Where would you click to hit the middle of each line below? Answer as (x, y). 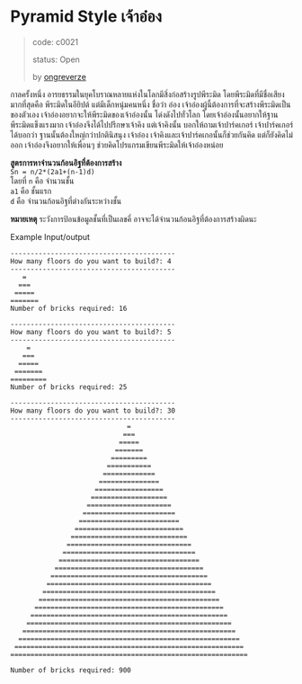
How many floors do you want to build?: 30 (93, 411)
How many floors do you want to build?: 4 (91, 261)
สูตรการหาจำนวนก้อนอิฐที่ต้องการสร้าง (66, 163)
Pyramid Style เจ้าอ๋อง (86, 17)
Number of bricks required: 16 (69, 308)
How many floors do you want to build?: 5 (91, 332)
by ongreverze (59, 76)
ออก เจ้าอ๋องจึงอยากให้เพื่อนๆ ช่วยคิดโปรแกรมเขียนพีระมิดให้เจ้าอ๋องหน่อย (117, 145)
